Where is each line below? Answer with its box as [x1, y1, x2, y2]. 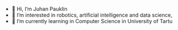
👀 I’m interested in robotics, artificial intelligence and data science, [11, 12, 173, 18]
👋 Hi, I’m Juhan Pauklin [11, 6, 68, 12]
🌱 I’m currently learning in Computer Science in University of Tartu [11, 18, 173, 24]
